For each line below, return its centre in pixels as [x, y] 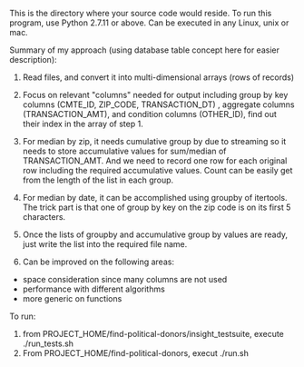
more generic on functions [72, 298]
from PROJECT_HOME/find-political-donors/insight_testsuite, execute [153, 334]
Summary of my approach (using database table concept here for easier [144, 50]
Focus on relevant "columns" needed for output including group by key [155, 95]
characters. [44, 217]
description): [33, 60]
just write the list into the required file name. [105, 244]
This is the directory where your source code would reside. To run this [141, 13]
